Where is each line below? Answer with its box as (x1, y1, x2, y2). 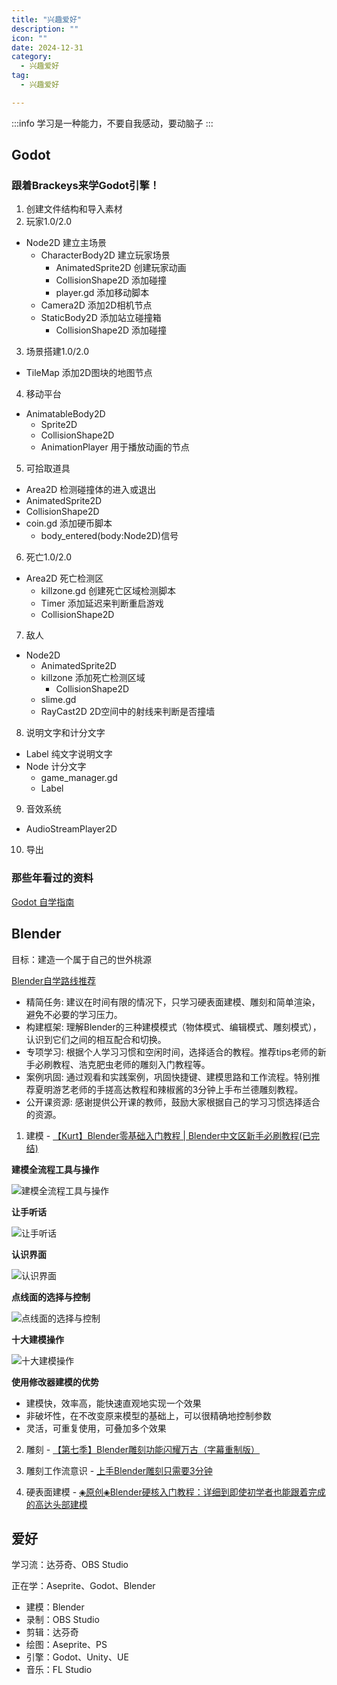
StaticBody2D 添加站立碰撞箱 (40, 312, 162, 324)
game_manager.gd (40, 772, 118, 784)
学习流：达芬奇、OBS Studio (11, 1559, 129, 1571)
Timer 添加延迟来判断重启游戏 (40, 597, 164, 610)
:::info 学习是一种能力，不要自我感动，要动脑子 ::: (11, 117, 214, 129)
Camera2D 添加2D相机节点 (40, 299, 153, 311)
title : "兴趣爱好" (11, 14, 83, 25)
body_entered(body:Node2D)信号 (40, 530, 179, 542)
